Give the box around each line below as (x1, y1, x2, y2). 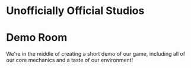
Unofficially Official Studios (6, 4, 145, 18)
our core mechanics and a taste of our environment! (6, 57, 133, 64)
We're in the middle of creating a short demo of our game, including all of (6, 50, 186, 57)
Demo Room (6, 31, 68, 45)
